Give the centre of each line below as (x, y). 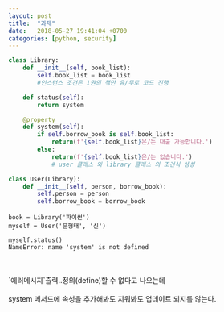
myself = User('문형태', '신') (57, 227)
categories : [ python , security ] (62, 38)
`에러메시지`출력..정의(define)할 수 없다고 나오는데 (87, 281)
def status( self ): (53, 98)
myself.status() (35, 240)
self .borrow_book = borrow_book (92, 202)
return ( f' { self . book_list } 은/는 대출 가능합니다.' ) (132, 142)
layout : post (30, 16)
